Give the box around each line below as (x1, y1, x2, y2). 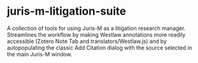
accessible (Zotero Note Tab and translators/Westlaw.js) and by (7, 37, 167, 45)
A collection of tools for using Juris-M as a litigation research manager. (7, 24, 186, 32)
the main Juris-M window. (7, 50, 73, 57)
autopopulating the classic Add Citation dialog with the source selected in (7, 44, 193, 51)
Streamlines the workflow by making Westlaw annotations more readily (7, 31, 186, 38)
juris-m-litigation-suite (7, 4, 127, 18)
